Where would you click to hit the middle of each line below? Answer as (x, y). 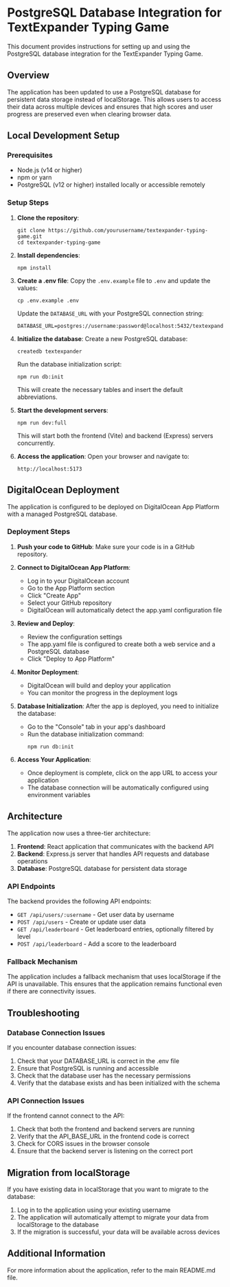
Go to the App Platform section (71, 588)
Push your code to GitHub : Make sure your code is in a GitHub (106, 546)
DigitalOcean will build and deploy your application (99, 685)
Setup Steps (28, 203)
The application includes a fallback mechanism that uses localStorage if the (114, 977)
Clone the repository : (48, 218)
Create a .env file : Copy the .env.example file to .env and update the (114, 280)
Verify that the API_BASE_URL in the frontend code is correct (103, 1136)
